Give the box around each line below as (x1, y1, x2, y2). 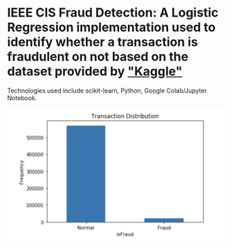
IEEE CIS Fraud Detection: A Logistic (7, 5, 219, 21)
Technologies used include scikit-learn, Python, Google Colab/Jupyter (7, 86, 207, 95)
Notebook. (7, 93, 37, 102)
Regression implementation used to (7, 19, 216, 35)
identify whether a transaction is (7, 35, 198, 50)
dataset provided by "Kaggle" (7, 64, 183, 79)
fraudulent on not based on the (7, 49, 189, 65)
